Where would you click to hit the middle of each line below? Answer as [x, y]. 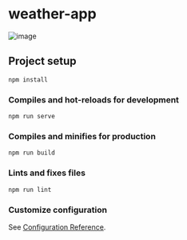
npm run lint [30, 190]
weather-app [53, 14]
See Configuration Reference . [57, 227]
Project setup [43, 61]
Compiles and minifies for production [82, 136]
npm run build [32, 153]
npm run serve [32, 117]
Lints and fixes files [47, 173]
